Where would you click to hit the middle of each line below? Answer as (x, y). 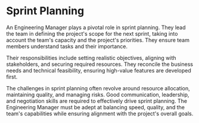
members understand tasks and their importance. (67, 46)
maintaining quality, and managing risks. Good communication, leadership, (98, 94)
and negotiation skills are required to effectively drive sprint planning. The (97, 101)
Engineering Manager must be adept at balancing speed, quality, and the (95, 107)
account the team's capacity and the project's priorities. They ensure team (98, 40)
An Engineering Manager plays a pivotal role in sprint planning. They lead (96, 27)
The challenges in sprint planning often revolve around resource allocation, (98, 88)
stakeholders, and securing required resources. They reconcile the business (100, 64)
